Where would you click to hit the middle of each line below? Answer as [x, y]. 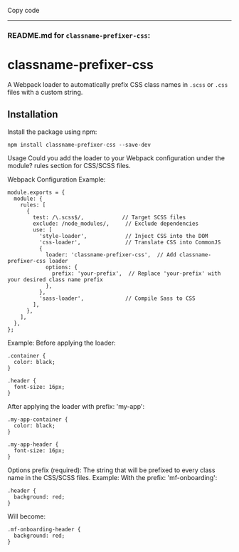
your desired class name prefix [55, 280]
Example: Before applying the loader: [62, 343]
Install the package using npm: [52, 132]
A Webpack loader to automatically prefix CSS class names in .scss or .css [118, 84]
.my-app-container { [38, 420]
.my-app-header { [33, 444]
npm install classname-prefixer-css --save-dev [79, 145]
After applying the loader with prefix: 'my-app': [76, 406]
